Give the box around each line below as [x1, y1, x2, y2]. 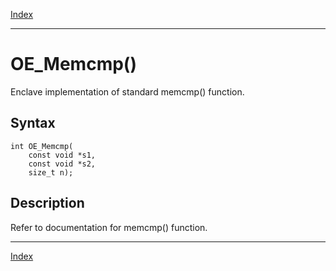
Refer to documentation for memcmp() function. [10, 221, 208, 233]
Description [10, 195, 85, 212]
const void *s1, [28, 150, 97, 160]
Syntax [10, 115, 56, 132]
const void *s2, [28, 159, 97, 169]
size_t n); [28, 167, 74, 178]
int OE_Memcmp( [10, 141, 74, 151]
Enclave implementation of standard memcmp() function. [10, 85, 245, 98]
